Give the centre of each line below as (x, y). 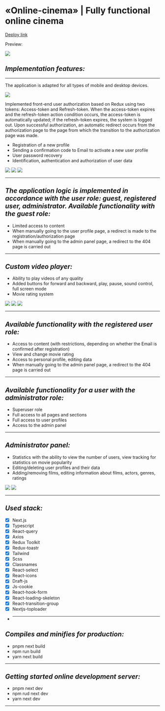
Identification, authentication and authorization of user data (72, 160)
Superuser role (27, 410)
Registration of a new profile (41, 145)
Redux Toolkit (26, 542)
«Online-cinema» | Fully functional (78, 11)
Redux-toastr (26, 548)
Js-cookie (22, 587)
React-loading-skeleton (36, 598)
